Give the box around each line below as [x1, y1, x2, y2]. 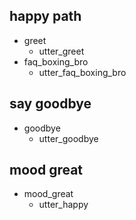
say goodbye [9, 95, 92, 113]
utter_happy [38, 199, 89, 211]
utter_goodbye [38, 132, 99, 144]
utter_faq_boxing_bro [38, 66, 127, 78]
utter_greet [38, 45, 85, 57]
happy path [9, 8, 82, 25]
